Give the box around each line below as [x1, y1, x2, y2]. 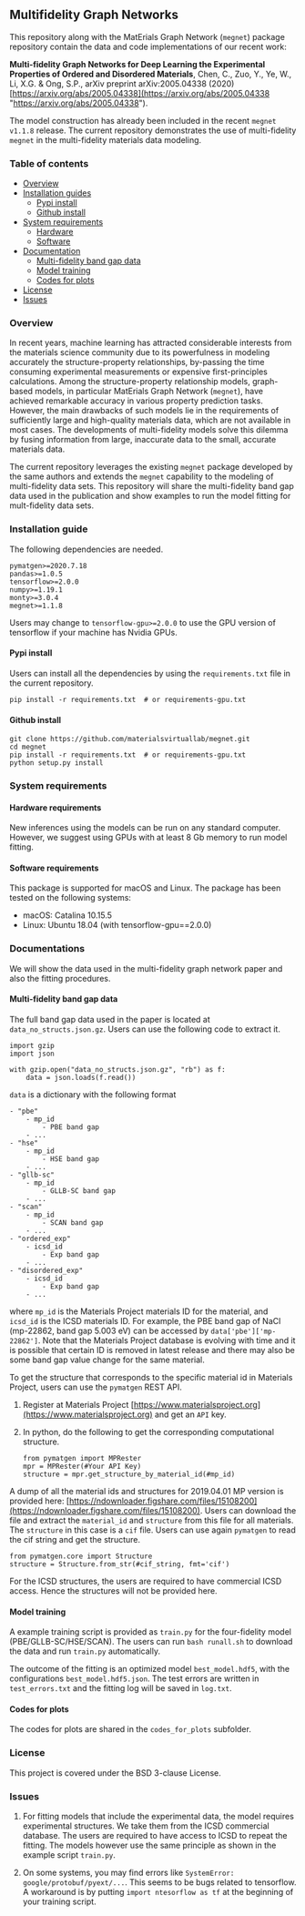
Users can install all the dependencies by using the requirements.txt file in [9, 668, 291, 678]
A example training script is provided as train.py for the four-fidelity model [9, 1626, 291, 1637]
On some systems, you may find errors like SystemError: [22, 1867, 235, 1878]
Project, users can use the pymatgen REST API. [9, 1381, 182, 1392]
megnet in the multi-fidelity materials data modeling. [9, 134, 202, 145]
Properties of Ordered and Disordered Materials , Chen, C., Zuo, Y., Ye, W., [9, 68, 292, 79]
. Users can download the [199, 1504, 297, 1515]
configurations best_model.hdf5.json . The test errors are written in [9, 1673, 259, 1684]
